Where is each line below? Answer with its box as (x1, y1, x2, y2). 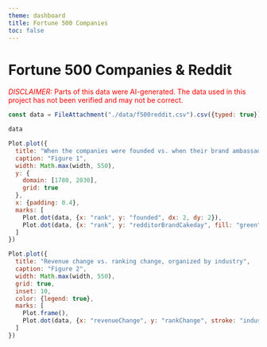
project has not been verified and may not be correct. (8, 96, 184, 105)
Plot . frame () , (22, 310, 69, 318)
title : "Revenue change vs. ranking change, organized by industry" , (15, 258, 250, 266)
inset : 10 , (15, 287, 52, 295)
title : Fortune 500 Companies (8, 19, 109, 27)
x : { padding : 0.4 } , (15, 199, 80, 207)
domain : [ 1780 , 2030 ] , (22, 177, 98, 185)
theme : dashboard (8, 11, 66, 20)
